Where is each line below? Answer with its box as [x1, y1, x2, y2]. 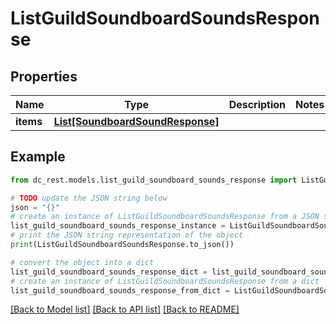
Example [10, 148, 66, 166]
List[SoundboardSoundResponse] [53, 115, 220, 128]
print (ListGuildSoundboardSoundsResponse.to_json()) [10, 240, 235, 250]
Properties [10, 68, 78, 85]
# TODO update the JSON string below [10, 193, 168, 203]
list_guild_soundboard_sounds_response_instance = [10, 221, 226, 231]
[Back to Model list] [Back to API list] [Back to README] [10, 303, 240, 316]
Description [228, 98, 287, 111]
